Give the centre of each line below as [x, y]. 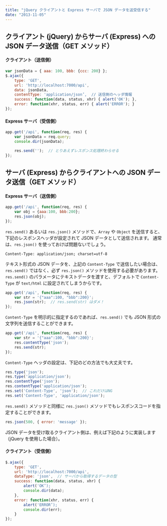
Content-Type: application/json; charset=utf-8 [56, 254]
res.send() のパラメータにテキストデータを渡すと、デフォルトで [73, 276]
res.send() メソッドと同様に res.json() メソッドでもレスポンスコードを [81, 406]
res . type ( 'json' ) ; [25, 372]
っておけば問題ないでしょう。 [78, 244]
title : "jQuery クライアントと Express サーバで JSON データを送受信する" [78, 10]
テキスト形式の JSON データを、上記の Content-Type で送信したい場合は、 [83, 264]
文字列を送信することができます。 [40, 324]
